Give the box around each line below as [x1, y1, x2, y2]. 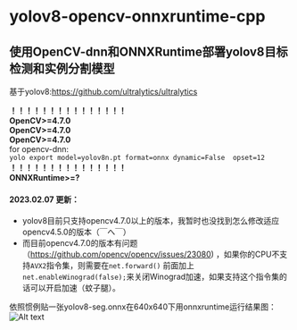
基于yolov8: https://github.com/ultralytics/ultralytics [9, 87, 198, 97]
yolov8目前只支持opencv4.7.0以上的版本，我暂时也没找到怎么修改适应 [21, 216, 279, 226]
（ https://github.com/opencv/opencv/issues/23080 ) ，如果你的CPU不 [21, 249, 280, 260]
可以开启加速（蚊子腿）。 [29, 283, 120, 293]
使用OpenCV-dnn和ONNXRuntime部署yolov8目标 [9, 44, 288, 59]
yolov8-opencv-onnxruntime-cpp [9, 6, 266, 27]
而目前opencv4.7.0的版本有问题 [21, 238, 138, 249]
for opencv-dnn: [9, 144, 70, 154]
